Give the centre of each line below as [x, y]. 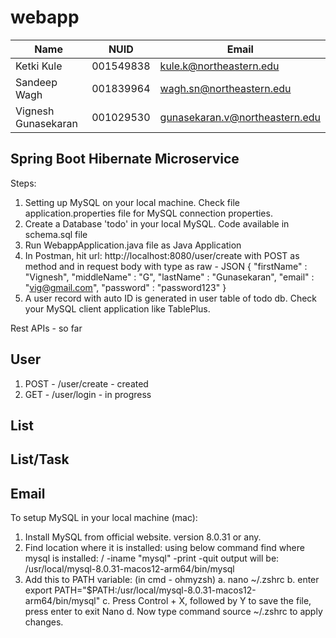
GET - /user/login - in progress [88, 394]
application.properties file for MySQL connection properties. [148, 213]
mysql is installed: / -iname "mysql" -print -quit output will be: [152, 558]
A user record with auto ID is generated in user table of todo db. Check [171, 298]
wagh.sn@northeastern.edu [225, 88]
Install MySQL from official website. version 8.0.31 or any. [143, 537]
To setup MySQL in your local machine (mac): [104, 518]
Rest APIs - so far [46, 328]
